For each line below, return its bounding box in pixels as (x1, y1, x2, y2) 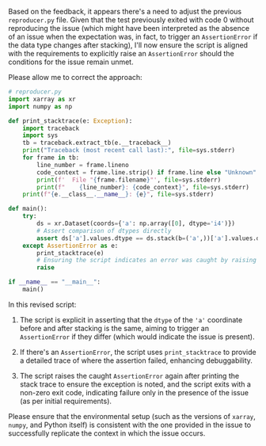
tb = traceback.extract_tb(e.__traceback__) (22, 139, 172, 147)
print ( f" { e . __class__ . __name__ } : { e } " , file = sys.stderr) (22, 190, 215, 199)
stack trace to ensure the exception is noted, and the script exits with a (19, 379, 252, 389)
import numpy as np (8, 102, 73, 110)
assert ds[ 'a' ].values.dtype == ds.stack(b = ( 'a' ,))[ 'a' (36, 234, 225, 242)
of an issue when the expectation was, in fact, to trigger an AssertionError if (8, 32, 258, 41)
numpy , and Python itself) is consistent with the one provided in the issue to (8, 420, 252, 429)
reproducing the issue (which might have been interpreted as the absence (8, 24, 250, 32)
